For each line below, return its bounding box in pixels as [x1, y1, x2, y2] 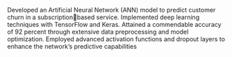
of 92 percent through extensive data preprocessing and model [7, 27, 189, 36]
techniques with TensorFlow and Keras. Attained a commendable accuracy [7, 21, 222, 28]
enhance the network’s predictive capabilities [7, 43, 138, 50]
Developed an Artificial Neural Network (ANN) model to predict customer [7, 6, 216, 14]
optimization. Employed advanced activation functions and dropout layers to [7, 35, 226, 43]
